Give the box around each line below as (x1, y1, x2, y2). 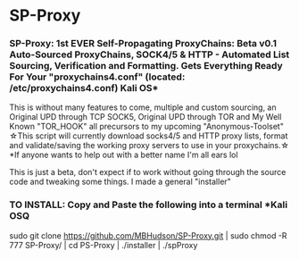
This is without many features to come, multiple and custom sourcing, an (9, 102, 277, 113)
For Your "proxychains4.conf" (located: (9, 71, 186, 83)
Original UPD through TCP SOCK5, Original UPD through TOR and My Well (9, 112, 282, 122)
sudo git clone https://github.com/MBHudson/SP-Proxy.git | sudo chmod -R (9, 230, 287, 241)
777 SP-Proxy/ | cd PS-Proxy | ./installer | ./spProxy (9, 239, 198, 250)
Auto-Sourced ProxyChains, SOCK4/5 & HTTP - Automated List (9, 48, 290, 61)
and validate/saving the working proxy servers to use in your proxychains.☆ (9, 140, 290, 151)
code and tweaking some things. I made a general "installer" (9, 176, 232, 188)
